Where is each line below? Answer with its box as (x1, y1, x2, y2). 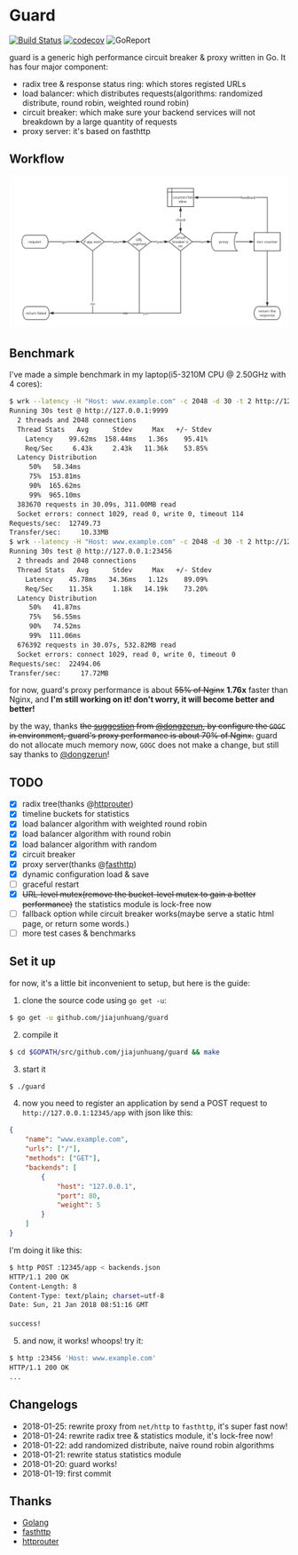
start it (21, 1064, 46, 1074)
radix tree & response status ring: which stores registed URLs (21, 78, 247, 89)
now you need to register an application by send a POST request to (21, 1098, 268, 1109)
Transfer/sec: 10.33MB (9, 528, 109, 538)
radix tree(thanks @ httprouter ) (21, 799, 134, 809)
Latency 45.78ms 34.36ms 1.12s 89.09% (25, 575, 208, 584)
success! (9, 1320, 42, 1328)
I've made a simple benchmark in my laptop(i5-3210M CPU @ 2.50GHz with (9, 370, 286, 380)
